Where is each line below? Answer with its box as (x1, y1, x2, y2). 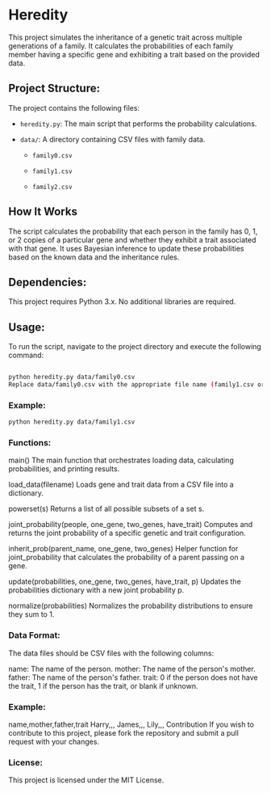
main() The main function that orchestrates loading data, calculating (8, 455, 234, 466)
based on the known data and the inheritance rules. (8, 252, 180, 262)
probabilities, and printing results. (8, 464, 120, 474)
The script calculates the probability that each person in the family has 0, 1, (8, 226, 258, 236)
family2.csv (31, 183, 73, 191)
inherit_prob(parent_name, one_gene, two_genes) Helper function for (8, 544, 239, 554)
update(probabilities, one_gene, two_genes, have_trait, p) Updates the (8, 576, 242, 587)
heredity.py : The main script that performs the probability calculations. (19, 119, 257, 129)
